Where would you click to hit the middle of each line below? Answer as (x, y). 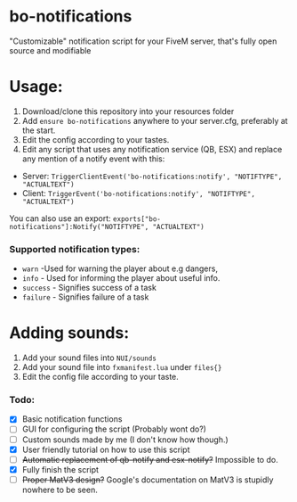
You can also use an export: (60, 218)
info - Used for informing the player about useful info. (121, 278)
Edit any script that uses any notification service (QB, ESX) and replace (152, 149)
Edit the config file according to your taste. (100, 377)
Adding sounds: (69, 333)
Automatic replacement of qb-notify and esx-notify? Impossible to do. (150, 459)
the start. (39, 130)
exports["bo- (137, 219)
